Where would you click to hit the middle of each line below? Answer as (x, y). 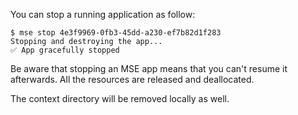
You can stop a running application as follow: (103, 14)
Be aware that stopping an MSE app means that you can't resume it (149, 68)
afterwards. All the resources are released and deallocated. (132, 79)
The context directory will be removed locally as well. (120, 98)
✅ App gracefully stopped (65, 50)
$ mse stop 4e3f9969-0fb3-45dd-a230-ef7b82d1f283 (116, 33)
